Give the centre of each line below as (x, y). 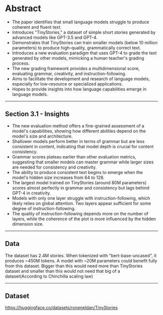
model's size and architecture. (42, 136)
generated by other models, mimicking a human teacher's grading (78, 58)
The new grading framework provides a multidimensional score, (76, 68)
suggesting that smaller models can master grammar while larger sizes (83, 162)
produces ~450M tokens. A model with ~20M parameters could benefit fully (81, 261)
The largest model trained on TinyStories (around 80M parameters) (79, 182)
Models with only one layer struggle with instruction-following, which (81, 198)
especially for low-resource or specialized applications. (67, 84)
